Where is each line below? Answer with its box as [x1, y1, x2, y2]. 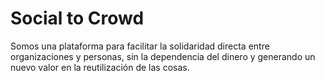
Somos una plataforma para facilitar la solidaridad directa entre [10, 40, 270, 52]
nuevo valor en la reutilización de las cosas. [10, 61, 190, 73]
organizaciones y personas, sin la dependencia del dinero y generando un [10, 50, 316, 62]
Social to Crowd [10, 7, 145, 30]
